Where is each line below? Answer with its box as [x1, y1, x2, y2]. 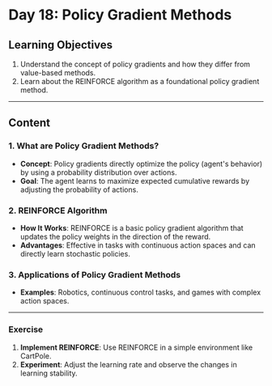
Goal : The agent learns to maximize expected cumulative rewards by [19, 176, 250, 185]
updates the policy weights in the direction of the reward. [19, 231, 211, 241]
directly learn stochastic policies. [19, 248, 131, 258]
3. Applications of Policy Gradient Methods [8, 269, 181, 280]
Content [8, 116, 51, 130]
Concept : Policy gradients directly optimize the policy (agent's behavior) [19, 159, 263, 168]
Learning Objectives [8, 38, 113, 52]
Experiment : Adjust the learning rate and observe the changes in [19, 359, 237, 369]
